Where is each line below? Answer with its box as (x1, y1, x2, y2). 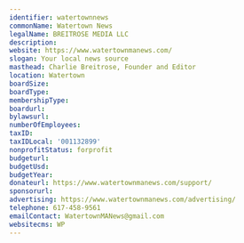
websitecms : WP (9, 220, 66, 229)
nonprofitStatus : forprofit (9, 145, 114, 154)
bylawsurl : (9, 112, 50, 121)
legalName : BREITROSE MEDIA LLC (9, 29, 129, 38)
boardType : (9, 87, 50, 96)
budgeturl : (9, 153, 50, 163)
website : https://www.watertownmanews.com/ (9, 46, 173, 55)
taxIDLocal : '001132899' (9, 137, 101, 146)
